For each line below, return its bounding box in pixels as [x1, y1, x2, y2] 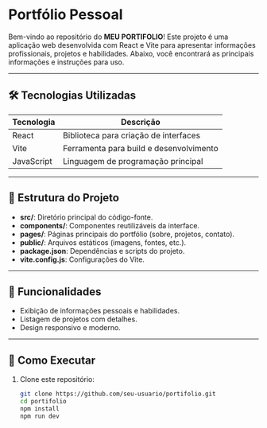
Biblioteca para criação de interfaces [63, 130, 201, 141]
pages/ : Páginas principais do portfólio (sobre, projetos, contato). [19, 229, 235, 239]
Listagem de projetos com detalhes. [19, 314, 137, 324]
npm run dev [19, 412, 60, 420]
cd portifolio [19, 398, 67, 406]
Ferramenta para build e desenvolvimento [63, 142, 219, 154]
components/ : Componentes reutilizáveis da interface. [19, 220, 200, 230]
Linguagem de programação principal [63, 155, 203, 166]
